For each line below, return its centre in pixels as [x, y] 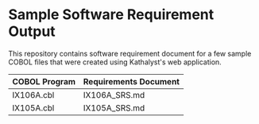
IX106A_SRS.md [114, 95]
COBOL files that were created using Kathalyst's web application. [115, 62]
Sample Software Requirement [111, 15]
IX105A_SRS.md [114, 107]
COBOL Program [44, 81]
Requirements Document [131, 81]
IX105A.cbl [33, 107]
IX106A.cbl [33, 95]
